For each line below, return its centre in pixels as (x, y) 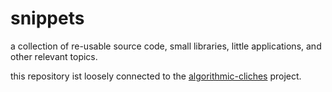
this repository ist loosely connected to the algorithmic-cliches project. (156, 76)
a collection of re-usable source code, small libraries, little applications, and (166, 46)
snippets (47, 18)
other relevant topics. (54, 56)
